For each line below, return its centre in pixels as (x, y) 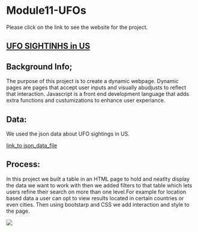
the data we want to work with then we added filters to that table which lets (99, 185)
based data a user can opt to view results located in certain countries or (95, 198)
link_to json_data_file (32, 145)
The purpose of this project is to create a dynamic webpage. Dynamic (92, 81)
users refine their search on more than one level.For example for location (96, 192)
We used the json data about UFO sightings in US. (68, 134)
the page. (18, 211)
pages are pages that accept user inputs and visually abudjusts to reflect (96, 87)
